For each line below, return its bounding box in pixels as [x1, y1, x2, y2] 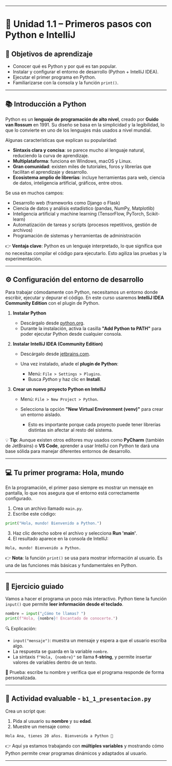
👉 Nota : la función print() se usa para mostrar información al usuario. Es [5, 555, 163, 561]
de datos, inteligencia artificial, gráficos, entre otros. [12, 179, 123, 186]
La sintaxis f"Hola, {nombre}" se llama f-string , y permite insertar [12, 653, 152, 660]
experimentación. [5, 256, 42, 262]
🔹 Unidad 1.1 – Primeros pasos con [5, 19, 152, 30]
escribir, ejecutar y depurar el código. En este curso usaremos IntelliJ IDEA [5, 294, 164, 301]
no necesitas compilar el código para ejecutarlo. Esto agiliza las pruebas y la [5, 250, 167, 256]
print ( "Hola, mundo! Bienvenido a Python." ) [5, 521, 102, 526]
